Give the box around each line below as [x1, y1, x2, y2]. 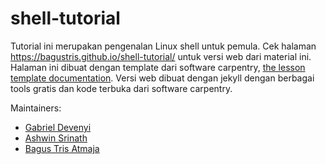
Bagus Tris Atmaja [24, 142, 100, 154]
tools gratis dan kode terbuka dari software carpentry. [10, 82, 233, 94]
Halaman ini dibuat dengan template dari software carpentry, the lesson [10, 61, 306, 73]
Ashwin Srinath [24, 132, 88, 144]
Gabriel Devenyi [24, 121, 92, 133]
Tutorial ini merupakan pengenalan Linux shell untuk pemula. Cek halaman [10, 40, 317, 52]
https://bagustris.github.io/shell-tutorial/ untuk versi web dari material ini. [10, 50, 312, 62]
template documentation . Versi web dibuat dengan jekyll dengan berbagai [10, 72, 315, 84]
